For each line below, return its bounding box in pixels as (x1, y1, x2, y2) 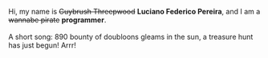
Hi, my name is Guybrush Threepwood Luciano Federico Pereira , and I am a (8, 7, 261, 16)
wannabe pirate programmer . (8, 15, 107, 25)
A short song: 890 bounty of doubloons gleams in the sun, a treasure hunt (8, 32, 254, 41)
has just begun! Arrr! (8, 41, 76, 50)
